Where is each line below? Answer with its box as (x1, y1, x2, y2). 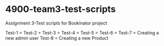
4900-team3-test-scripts (5, 3, 116, 15)
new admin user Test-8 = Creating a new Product (5, 35, 109, 41)
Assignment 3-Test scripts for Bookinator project (5, 20, 108, 26)
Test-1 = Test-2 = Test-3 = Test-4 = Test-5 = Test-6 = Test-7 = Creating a (5, 29, 159, 35)
